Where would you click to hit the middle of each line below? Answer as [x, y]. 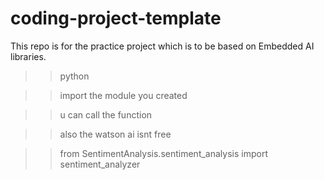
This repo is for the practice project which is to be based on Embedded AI [162, 46]
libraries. [28, 56]
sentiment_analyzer [100, 164]
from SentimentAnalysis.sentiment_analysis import [163, 153]
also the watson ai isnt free [115, 134]
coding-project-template [116, 18]
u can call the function [106, 114]
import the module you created [123, 95]
